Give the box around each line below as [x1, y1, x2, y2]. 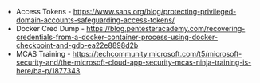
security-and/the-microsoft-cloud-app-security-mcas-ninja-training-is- [15, 57, 252, 67]
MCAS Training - [15, 49, 71, 58]
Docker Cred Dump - [15, 24, 85, 33]
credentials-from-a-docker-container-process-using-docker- [15, 32, 218, 41]
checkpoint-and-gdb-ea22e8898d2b [15, 41, 139, 50]
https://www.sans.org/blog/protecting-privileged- [73, 7, 237, 16]
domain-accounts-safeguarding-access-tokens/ [15, 15, 175, 25]
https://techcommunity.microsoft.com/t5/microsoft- [72, 49, 242, 58]
